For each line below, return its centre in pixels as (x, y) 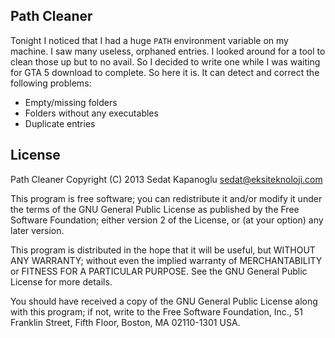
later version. (37, 230)
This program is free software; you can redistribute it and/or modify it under (166, 198)
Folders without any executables (91, 113)
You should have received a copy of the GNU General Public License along (164, 301)
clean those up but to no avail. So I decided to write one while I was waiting (165, 61)
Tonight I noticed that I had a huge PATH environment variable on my (149, 40)
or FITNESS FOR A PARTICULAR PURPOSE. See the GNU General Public (159, 271)
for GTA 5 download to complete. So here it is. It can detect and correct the (165, 72)
